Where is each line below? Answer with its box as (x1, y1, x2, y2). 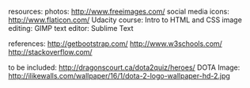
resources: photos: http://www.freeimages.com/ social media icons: (8, 7, 229, 16)
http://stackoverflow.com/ (8, 48, 93, 56)
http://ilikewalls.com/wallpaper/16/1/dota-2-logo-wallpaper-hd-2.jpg (8, 71, 231, 80)
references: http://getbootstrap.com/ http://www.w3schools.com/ (8, 39, 223, 48)
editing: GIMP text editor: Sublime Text (8, 24, 134, 33)
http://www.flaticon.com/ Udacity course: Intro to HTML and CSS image (8, 15, 243, 25)
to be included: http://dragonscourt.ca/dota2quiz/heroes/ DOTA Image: (8, 63, 241, 72)
